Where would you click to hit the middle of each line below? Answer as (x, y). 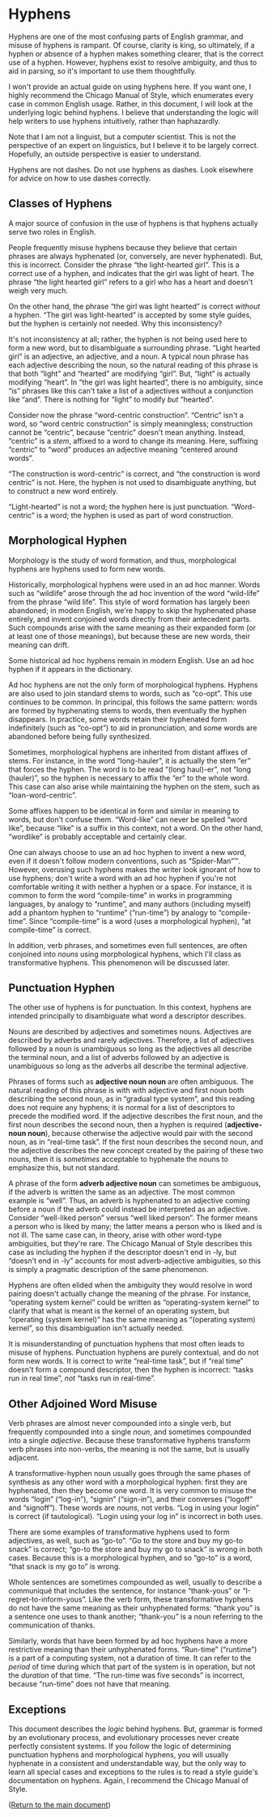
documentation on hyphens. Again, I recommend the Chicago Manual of (129, 1781)
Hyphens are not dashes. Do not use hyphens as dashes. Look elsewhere (131, 169)
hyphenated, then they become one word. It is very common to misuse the (132, 1491)
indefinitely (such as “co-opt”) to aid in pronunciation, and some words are (133, 728)
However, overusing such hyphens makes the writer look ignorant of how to (134, 869)
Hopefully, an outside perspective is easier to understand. (105, 154)
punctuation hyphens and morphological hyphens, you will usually (119, 1755)
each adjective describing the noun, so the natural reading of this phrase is (134, 364)
